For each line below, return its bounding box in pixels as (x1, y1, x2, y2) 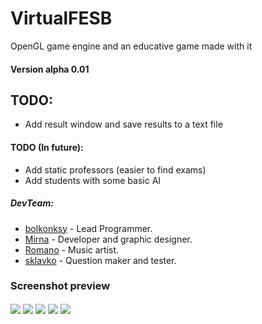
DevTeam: (10, 197, 54, 209)
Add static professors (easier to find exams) (24, 163, 207, 176)
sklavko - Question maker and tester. (24, 254, 177, 266)
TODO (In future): (10, 141, 84, 153)
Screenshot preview (10, 279, 111, 293)
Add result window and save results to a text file (24, 118, 223, 131)
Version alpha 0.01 (10, 63, 90, 75)
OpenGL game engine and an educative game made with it (10, 40, 253, 52)
